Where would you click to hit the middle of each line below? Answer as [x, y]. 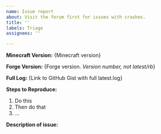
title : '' [18, 22]
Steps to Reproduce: [32, 89]
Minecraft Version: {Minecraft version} [53, 55]
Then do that [30, 107]
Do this [23, 101]
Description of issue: [32, 125]
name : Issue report [30, 11]
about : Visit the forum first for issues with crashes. [76, 17]
